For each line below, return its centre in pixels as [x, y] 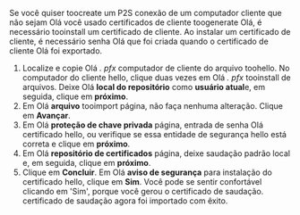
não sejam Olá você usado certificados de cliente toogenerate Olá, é [136, 22]
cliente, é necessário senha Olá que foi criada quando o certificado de [139, 41]
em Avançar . [47, 116]
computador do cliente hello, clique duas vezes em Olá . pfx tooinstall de [156, 78]
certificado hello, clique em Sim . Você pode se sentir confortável [142, 182]
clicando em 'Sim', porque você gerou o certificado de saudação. [143, 191]
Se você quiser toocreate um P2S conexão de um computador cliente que [146, 13]
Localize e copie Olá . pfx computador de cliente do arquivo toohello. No [156, 68]
